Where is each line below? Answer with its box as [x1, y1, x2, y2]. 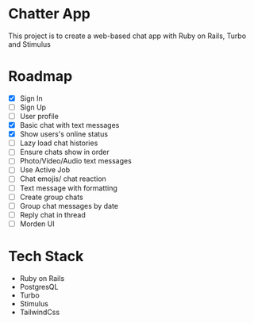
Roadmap [8, 67, 73, 86]
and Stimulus [8, 39, 52, 48]
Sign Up [19, 102, 46, 112]
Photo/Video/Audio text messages [19, 156, 133, 166]
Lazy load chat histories [19, 138, 98, 148]
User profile [19, 112, 60, 121]
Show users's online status [19, 129, 109, 139]
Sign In [19, 93, 43, 103]
